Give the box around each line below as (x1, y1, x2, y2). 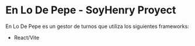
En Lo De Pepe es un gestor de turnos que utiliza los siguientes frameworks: (5, 23, 189, 30)
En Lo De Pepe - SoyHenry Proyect (5, 3, 176, 17)
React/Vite (13, 34, 40, 41)
